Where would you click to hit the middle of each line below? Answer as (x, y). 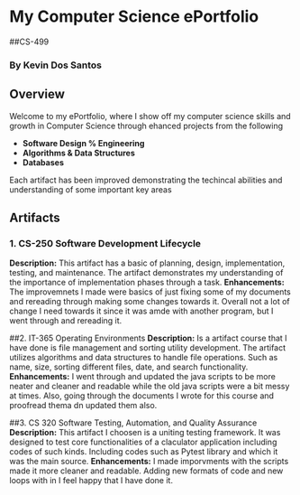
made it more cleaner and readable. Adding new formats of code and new (146, 471)
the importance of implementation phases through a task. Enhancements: (147, 283)
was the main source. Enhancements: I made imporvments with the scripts (149, 462)
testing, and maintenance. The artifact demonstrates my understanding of (146, 273)
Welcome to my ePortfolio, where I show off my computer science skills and (150, 116)
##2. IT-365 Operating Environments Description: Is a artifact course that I (148, 338)
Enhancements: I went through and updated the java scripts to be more (143, 377)
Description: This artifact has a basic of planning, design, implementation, (147, 263)
